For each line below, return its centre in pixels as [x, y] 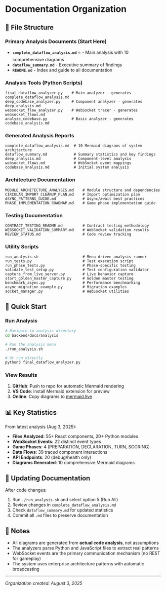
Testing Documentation [34, 215]
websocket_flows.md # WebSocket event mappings [68, 163]
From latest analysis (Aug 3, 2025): [41, 427]
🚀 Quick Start [26, 306]
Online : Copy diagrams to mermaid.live [52, 396]
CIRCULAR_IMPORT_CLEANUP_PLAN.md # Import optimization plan [73, 194]
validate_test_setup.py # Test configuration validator [77, 270]
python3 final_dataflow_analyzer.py [43, 362]
